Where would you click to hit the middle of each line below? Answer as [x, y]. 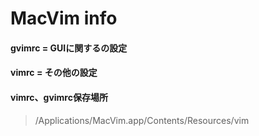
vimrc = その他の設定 [54, 73]
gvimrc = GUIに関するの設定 [69, 48]
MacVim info [64, 18]
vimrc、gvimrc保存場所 [59, 97]
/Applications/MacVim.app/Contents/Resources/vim [142, 120]
